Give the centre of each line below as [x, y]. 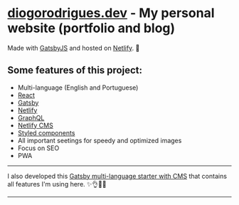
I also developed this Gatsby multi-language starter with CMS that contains [117, 176]
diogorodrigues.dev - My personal [111, 13]
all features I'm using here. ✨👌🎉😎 [57, 184]
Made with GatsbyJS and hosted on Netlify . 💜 [74, 48]
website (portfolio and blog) [91, 28]
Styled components [46, 132]
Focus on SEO [38, 148]
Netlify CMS [35, 125]
